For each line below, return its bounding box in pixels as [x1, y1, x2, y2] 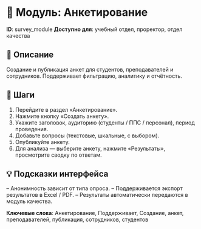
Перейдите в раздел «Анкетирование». [15, 106, 118, 113]
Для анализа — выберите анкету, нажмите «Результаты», [15, 145, 166, 152]
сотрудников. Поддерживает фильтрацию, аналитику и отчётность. [6, 72, 182, 80]
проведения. [15, 125, 49, 132]
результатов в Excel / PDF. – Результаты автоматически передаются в [6, 191, 188, 199]
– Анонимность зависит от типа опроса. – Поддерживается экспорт [6, 185, 183, 192]
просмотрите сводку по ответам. [15, 151, 102, 159]
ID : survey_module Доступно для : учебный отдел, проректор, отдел [6, 26, 183, 33]
